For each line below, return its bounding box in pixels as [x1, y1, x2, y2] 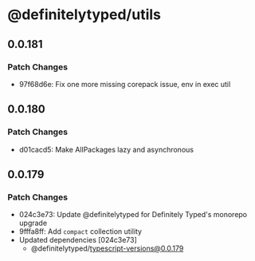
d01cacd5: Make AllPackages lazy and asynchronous [18, 144, 194, 154]
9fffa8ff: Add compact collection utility [18, 227, 143, 236]
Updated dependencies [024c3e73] [18, 235, 137, 245]
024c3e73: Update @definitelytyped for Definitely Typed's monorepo [18, 210, 248, 219]
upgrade [18, 218, 48, 228]
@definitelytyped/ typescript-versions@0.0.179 [30, 243, 184, 253]
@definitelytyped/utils [7, 6, 161, 24]
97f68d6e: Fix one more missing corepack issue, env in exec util [18, 79, 231, 89]
